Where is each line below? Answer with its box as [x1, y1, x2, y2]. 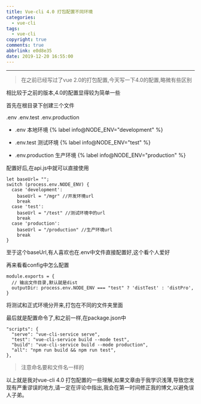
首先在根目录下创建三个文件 [6, 101, 75, 108]
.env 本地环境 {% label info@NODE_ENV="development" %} [14, 126, 163, 133]
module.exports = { [6, 273, 55, 279]
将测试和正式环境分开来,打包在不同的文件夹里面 [6, 301, 124, 309]
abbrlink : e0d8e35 [6, 48, 52, 54]
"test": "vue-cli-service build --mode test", [11, 336, 130, 342]
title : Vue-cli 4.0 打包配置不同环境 [6, 8, 93, 15]
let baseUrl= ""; [6, 176, 50, 182]
